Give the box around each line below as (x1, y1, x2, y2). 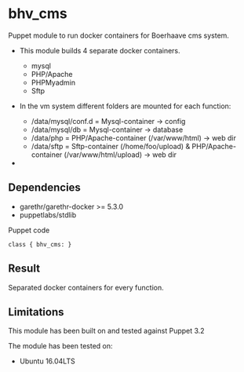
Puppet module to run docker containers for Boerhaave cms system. (8, 31, 230, 40)
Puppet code (8, 225, 50, 235)
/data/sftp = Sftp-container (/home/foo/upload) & (31, 141, 191, 151)
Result (8, 262, 41, 275)
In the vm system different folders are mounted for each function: (19, 101, 231, 111)
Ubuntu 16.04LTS (19, 356, 76, 366)
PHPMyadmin (31, 78, 76, 87)
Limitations (8, 305, 64, 319)
